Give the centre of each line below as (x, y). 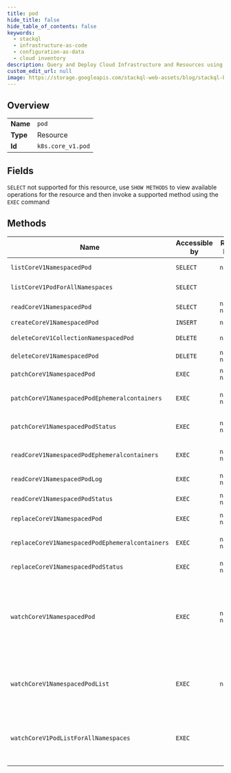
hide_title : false (33, 20)
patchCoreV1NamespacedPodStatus (64, 426)
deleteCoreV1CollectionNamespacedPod (72, 338)
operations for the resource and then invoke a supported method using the (113, 194)
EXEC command (29, 202)
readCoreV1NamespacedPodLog (56, 479)
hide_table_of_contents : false (52, 26)
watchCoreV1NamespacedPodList (60, 684)
